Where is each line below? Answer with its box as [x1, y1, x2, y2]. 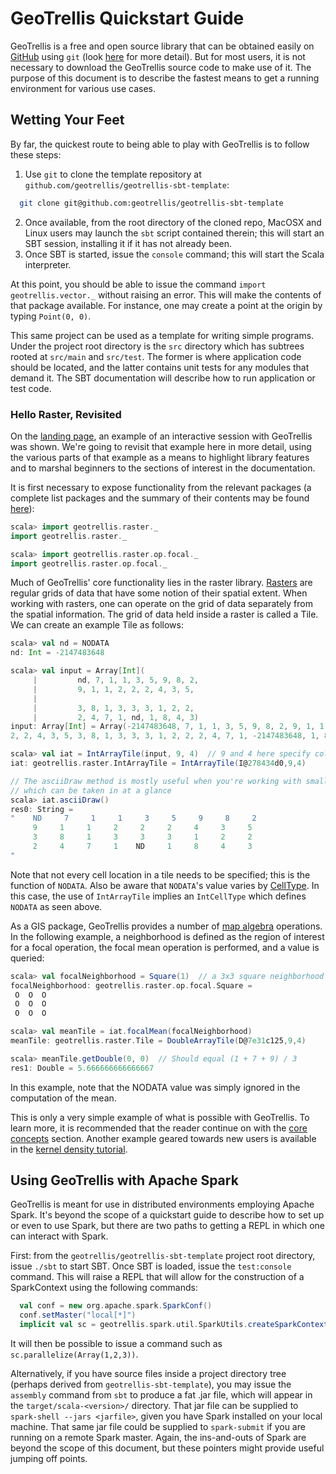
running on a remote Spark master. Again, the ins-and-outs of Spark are [10, 1432, 307, 1444]
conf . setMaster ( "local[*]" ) [19, 1310, 137, 1321]
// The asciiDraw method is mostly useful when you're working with [10, 776, 302, 786]
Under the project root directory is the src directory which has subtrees [10, 340, 305, 352]
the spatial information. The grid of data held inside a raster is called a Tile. [10, 608, 319, 621]
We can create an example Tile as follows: [10, 619, 184, 631]
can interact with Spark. [10, 1230, 109, 1242]
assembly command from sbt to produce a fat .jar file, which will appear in [10, 1389, 313, 1401]
